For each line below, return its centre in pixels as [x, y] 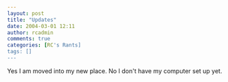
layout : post [26, 13]
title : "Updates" [32, 20]
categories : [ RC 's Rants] [44, 45]
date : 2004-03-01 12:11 [41, 26]
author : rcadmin [30, 32]
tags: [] [20, 52]
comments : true [29, 39]
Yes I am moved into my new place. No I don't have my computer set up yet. [115, 71]
